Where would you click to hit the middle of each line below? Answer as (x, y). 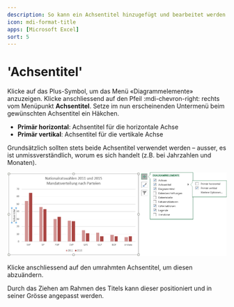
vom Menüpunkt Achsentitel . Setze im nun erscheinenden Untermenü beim (116, 106)
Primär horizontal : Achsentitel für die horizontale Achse (98, 127)
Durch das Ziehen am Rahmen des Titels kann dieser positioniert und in (110, 288)
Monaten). (22, 163)
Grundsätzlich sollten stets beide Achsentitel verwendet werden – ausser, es (117, 148)
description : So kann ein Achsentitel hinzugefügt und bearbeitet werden (117, 15)
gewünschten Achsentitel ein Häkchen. (63, 113)
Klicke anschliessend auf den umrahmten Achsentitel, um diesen (100, 267)
